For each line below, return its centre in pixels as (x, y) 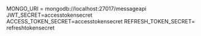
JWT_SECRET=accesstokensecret (50, 15)
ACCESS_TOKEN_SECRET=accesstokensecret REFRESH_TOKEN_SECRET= (101, 21)
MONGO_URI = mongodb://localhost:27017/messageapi (77, 9)
